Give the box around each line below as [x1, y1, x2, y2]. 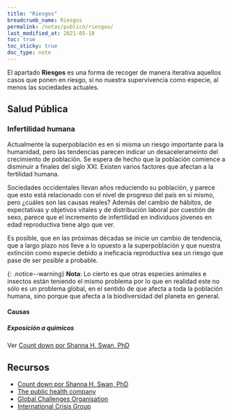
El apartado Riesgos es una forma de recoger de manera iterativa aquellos [7, 68, 222, 77]
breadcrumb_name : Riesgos [7, 17, 82, 24]
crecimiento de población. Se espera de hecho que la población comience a [7, 155, 226, 163]
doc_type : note [7, 50, 52, 56]
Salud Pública [7, 103, 68, 115]
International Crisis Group [17, 402, 91, 410]
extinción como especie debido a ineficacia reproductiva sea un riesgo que [7, 248, 224, 257]
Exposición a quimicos [7, 324, 75, 332]
